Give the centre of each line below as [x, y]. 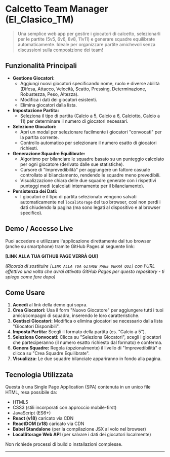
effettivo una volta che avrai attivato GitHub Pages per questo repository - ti [85, 271]
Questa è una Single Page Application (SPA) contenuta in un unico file [78, 387]
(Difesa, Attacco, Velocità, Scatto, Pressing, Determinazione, [83, 89]
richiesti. [29, 148]
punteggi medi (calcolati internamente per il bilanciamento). [82, 186]
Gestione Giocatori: [33, 78]
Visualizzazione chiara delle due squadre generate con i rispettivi [88, 180]
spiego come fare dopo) [30, 276]
